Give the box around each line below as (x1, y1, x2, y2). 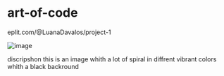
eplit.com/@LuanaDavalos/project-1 (7, 28, 111, 36)
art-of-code (7, 5, 78, 21)
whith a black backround (7, 62, 79, 70)
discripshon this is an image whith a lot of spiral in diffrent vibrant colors (7, 54, 217, 63)
